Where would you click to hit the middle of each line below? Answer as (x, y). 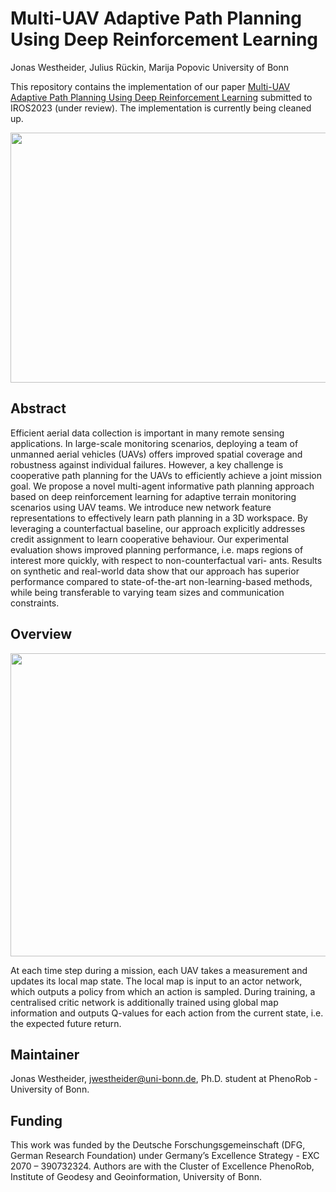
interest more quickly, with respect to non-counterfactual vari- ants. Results (166, 560)
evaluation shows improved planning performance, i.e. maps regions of (157, 549)
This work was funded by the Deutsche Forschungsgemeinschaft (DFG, (158, 1145)
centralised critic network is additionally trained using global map (144, 1002)
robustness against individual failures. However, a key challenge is (147, 464)
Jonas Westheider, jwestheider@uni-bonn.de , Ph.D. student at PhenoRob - (164, 1079)
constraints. (35, 603)
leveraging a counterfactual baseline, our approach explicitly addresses (158, 528)
